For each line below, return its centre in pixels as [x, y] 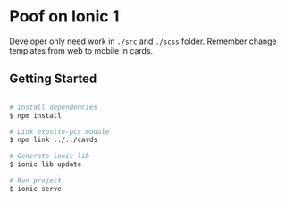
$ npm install [36, 115]
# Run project [36, 181]
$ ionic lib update [46, 164]
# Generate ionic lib [50, 156]
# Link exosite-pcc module [59, 131]
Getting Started [53, 79]
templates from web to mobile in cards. [81, 50]
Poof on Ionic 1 [64, 17]
